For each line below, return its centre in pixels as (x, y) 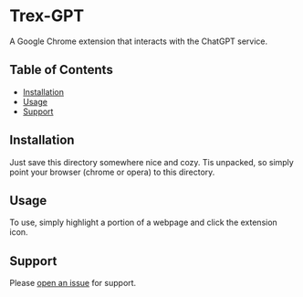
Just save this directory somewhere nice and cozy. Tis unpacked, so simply (151, 162)
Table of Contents (62, 70)
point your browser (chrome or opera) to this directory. (112, 172)
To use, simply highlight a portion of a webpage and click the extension (144, 223)
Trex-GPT (47, 16)
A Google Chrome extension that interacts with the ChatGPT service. (139, 41)
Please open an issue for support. (73, 283)
